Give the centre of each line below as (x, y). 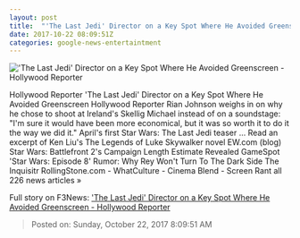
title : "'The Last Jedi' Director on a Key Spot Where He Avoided (137, 26)
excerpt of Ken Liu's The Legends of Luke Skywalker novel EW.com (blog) (146, 142)
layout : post (33, 17)
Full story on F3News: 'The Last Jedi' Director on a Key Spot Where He (140, 198)
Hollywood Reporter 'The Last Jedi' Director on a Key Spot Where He (136, 95)
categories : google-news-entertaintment (86, 42)
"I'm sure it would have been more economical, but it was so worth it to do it (150, 123)
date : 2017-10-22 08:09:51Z (62, 34)
